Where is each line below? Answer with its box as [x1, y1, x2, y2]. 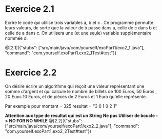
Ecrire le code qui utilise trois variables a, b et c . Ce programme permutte [5, 20, 154, 25]
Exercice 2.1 [5, 3, 55, 15]
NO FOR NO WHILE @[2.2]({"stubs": [9, 117, 82, 123]
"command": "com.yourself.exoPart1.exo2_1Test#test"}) [5, 50, 117, 56]
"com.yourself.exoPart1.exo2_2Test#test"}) [5, 128, 92, 134]
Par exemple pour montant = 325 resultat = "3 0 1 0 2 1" [5, 103, 117, 109]
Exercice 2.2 [5, 67, 57, 78]
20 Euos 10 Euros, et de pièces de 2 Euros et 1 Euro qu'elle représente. [5, 93, 147, 99]
